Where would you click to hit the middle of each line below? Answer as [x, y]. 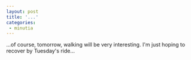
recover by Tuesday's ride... [41, 51]
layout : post [22, 11]
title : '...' [22, 17]
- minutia [21, 28]
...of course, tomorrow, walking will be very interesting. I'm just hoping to [96, 45]
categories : [21, 22]
